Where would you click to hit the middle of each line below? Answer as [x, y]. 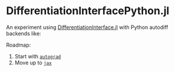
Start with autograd [38, 56]
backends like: [24, 33]
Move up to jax [33, 63]
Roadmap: [19, 45]
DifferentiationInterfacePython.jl [88, 11]
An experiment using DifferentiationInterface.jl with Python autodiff [87, 27]
